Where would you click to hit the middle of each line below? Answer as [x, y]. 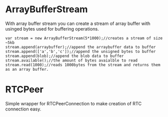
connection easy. [23, 109]
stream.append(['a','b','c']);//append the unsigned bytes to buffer [81, 51]
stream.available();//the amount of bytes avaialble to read [72, 60]
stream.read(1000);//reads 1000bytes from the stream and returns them [83, 65]
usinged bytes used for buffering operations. [52, 28]
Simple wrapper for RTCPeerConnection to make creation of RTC [73, 103]
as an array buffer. [27, 69]
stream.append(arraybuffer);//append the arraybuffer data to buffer [81, 47]
